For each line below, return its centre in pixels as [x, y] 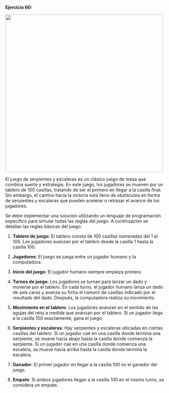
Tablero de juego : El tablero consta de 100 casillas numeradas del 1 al [85, 236]
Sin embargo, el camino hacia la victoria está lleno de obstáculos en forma [83, 195]
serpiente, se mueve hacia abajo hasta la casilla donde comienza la [82, 339]
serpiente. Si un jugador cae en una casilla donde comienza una [79, 344]
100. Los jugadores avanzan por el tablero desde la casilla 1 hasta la [83, 241]
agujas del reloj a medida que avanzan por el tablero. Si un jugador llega [88, 313]
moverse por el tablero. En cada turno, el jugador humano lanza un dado [88, 287]
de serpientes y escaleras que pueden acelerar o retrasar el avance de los [82, 201]
